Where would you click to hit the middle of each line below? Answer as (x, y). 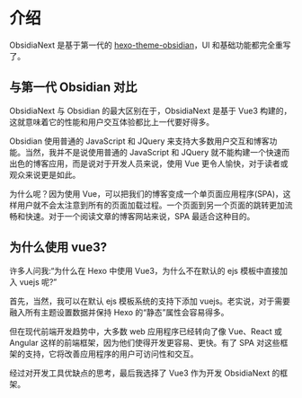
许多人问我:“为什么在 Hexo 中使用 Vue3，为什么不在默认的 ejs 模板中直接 (145, 270)
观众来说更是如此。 (45, 174)
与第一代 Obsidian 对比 (73, 88)
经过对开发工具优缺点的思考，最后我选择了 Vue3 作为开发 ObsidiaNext (140, 373)
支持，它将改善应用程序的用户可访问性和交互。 (111, 354)
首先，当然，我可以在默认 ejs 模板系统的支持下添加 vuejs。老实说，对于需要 (150, 301)
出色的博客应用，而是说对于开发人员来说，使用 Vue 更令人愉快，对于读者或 (149, 164)
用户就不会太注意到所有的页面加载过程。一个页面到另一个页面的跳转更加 (151, 205)
